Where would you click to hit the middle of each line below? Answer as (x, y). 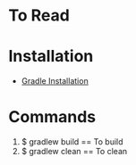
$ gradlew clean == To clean (74, 152)
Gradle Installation (55, 81)
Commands (52, 117)
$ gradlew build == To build (72, 142)
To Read (39, 16)
